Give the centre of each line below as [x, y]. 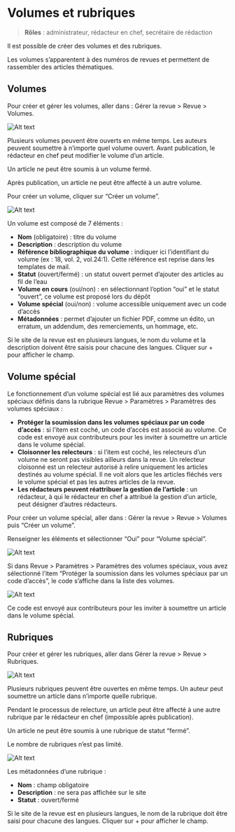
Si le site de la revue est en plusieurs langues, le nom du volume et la [107, 340]
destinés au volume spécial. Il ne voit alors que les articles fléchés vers [120, 474]
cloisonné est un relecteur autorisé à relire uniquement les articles [113, 467]
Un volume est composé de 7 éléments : [65, 223]
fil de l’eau [32, 281]
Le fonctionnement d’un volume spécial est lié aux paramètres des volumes [116, 393]
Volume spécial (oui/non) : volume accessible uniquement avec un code [122, 304]
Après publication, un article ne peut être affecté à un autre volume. [105, 182]
